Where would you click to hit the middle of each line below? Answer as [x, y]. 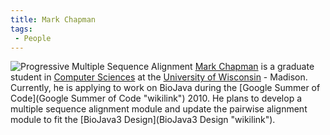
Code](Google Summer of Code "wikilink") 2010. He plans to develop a [156, 98]
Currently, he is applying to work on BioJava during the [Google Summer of [165, 88]
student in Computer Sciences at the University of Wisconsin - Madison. [159, 77]
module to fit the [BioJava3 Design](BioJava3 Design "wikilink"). [143, 120]
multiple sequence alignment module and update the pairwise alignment [159, 109]
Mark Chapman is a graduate [254, 67]
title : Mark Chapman [53, 19]
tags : [21, 29]
